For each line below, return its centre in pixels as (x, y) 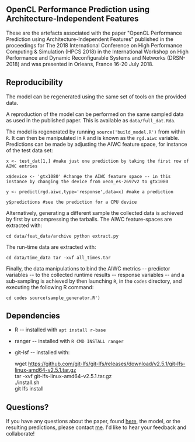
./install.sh (27, 382)
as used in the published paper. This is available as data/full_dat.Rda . (91, 120)
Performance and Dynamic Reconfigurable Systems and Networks (86, 57)
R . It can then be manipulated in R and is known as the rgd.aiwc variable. (93, 138)
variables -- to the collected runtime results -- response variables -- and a (95, 275)
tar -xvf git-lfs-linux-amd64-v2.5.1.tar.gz (63, 376)
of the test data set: (30, 150)
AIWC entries (22, 166)
